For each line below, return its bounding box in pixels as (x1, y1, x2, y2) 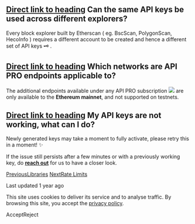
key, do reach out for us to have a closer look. (6, 159, 117, 166)
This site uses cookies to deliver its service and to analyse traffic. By (6, 193, 172, 200)
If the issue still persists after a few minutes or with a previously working (6, 153, 180, 161)
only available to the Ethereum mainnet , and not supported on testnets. (6, 93, 179, 101)
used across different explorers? (6, 14, 128, 24)
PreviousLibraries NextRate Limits (6, 170, 88, 178)
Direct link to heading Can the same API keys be (6, 5, 184, 15)
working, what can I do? (6, 120, 95, 130)
